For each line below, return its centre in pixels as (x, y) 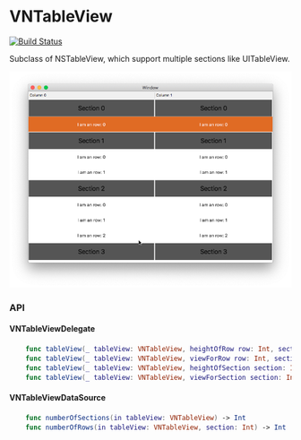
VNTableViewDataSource (57, 398)
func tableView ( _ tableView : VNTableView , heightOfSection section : (156, 368)
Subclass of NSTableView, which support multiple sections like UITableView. (150, 58)
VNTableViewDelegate (52, 329)
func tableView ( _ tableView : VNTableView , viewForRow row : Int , (148, 358)
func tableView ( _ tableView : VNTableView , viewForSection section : (154, 377)
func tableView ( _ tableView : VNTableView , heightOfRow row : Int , (150, 349)
